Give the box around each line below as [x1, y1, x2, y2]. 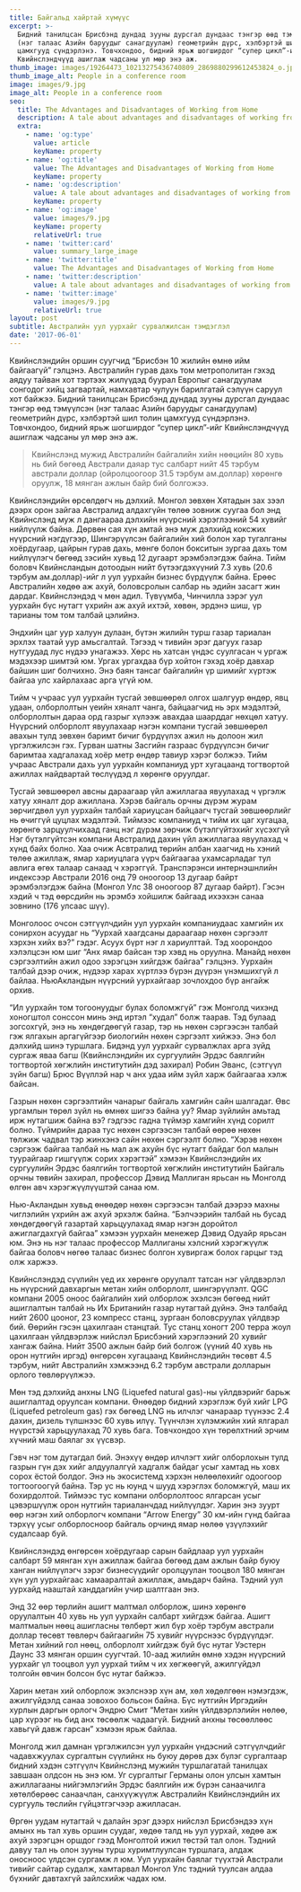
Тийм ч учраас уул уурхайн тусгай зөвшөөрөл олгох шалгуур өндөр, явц [9, 692, 288, 703]
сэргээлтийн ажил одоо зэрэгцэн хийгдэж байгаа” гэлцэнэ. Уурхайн [9, 956, 273, 967]
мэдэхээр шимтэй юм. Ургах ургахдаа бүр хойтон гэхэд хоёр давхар [9, 655, 275, 666]
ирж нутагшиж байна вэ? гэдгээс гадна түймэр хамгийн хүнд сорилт [9, 1115, 275, 1126]
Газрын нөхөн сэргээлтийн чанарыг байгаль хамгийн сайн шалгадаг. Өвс [9, 1095, 291, 1106]
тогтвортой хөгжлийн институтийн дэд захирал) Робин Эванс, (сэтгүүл [9, 1059, 282, 1070]
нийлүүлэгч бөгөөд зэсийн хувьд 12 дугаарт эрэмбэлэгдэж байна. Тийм [9, 552, 287, 562]
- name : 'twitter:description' [25, 272, 142, 281]
